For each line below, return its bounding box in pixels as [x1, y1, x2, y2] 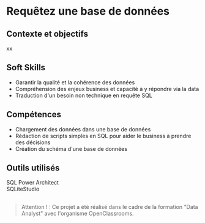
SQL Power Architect [6, 179, 59, 186]
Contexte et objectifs [6, 29, 89, 39]
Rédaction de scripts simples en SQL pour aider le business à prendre [15, 132, 192, 139]
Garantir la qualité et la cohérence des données [15, 78, 135, 86]
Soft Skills [6, 62, 46, 73]
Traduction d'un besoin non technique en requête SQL [15, 92, 153, 99]
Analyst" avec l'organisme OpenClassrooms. [21, 210, 134, 217]
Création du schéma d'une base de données [15, 145, 127, 152]
